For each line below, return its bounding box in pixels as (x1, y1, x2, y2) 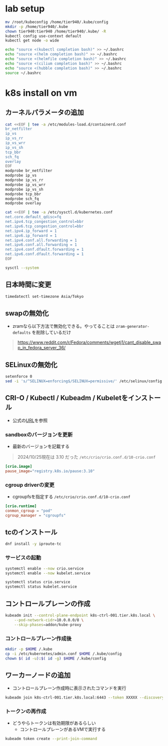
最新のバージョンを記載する (12, 443, 70, 449)
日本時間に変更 (5, 280, 51, 289)
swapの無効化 (5, 309, 49, 317)
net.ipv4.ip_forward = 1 (5, 228, 57, 233)
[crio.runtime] (5, 504, 37, 509)
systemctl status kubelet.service (5, 584, 77, 590)
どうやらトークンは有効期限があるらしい (12, 720, 96, 726)
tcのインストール (5, 528, 57, 537)
